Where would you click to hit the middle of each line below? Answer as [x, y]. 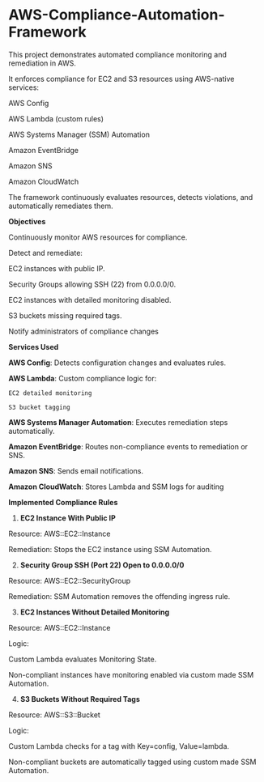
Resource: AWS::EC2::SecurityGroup [70, 580]
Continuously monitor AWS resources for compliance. [98, 237]
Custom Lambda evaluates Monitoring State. [83, 659]
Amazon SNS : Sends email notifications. [76, 470]
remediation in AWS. [43, 63]
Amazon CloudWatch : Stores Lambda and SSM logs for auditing [116, 487]
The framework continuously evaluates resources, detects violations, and [131, 197]
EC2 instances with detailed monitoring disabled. [90, 300]
